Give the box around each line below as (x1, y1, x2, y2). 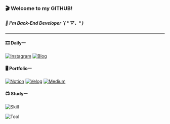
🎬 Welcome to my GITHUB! (5, 5, 73, 12)
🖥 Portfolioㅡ (5, 65, 32, 71)
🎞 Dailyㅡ (5, 40, 26, 46)
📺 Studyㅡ (5, 90, 28, 96)
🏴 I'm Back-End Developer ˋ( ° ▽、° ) (5, 20, 84, 26)
